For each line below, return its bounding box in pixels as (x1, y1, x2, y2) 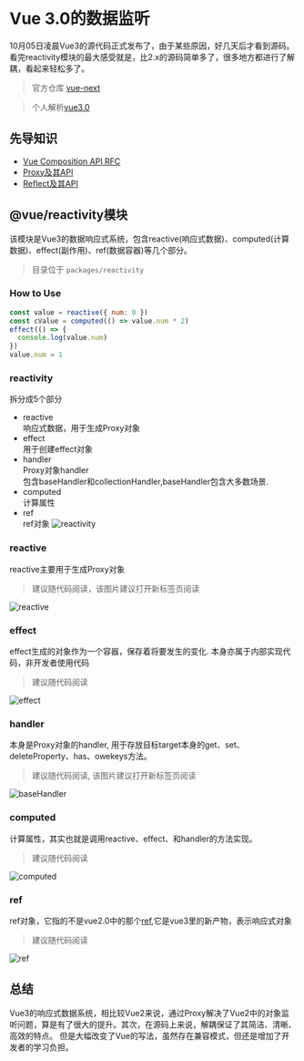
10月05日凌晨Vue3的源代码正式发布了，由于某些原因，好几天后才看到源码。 (9, 40, 295, 51)
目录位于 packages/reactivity (31, 263, 144, 274)
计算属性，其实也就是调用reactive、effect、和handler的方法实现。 (9, 833, 258, 844)
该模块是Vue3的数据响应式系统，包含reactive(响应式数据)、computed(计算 (9, 233, 289, 244)
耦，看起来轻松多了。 (9, 63, 89, 74)
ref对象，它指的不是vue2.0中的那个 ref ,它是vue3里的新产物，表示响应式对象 (9, 915, 293, 926)
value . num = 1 (9, 350, 64, 360)
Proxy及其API (22, 166, 74, 178)
